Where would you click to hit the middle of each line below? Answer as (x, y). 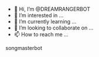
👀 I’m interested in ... (39, 15)
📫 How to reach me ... (41, 34)
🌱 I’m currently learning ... (45, 21)
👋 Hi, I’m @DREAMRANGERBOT (52, 9)
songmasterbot (24, 48)
